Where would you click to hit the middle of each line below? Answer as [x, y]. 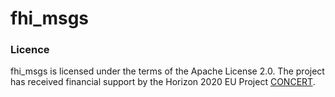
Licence [30, 50]
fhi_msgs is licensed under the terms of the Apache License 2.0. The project [167, 71]
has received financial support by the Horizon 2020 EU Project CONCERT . [163, 82]
